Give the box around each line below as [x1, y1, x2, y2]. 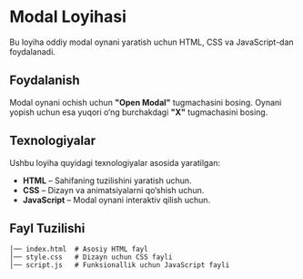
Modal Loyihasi [9, 6, 127, 27]
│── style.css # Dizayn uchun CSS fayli [9, 253, 173, 262]
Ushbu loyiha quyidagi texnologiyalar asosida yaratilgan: [9, 157, 221, 168]
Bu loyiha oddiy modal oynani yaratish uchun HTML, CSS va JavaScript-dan [9, 36, 294, 47]
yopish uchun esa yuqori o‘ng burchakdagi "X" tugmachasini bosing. [9, 107, 268, 118]
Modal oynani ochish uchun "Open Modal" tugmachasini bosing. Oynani [9, 97, 282, 108]
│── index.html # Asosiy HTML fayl [9, 244, 148, 254]
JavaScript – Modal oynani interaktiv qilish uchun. [22, 194, 211, 205]
